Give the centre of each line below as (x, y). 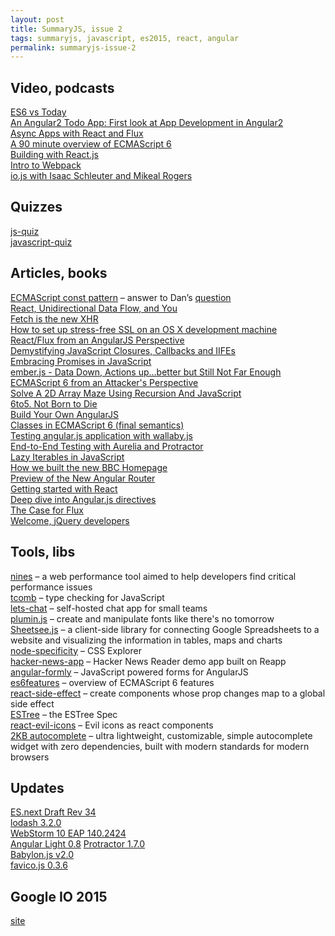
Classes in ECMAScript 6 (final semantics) (97, 425)
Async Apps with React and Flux (77, 133)
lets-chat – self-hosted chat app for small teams (109, 608)
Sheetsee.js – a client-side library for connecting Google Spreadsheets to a (165, 629)
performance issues (51, 587)
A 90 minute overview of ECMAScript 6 (91, 144)
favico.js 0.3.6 (39, 865)
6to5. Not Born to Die (54, 403)
